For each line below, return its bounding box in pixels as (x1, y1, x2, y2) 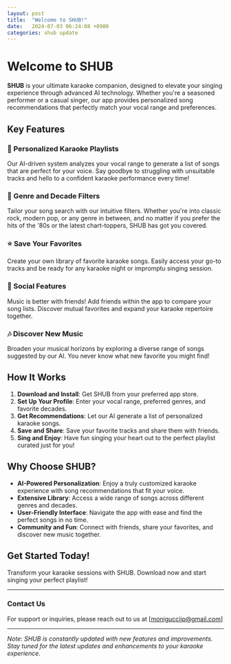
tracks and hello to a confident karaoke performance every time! (7, 174, 190, 182)
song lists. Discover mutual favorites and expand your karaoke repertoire (7, 304, 213, 312)
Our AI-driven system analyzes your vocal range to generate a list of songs (7, 159, 220, 168)
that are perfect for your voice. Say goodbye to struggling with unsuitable (7, 166, 215, 175)
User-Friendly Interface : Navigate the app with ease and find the (16, 508, 203, 516)
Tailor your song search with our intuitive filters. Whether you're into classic (7, 207, 221, 215)
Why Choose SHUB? (7, 461, 96, 472)
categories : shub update (7, 29, 78, 36)
